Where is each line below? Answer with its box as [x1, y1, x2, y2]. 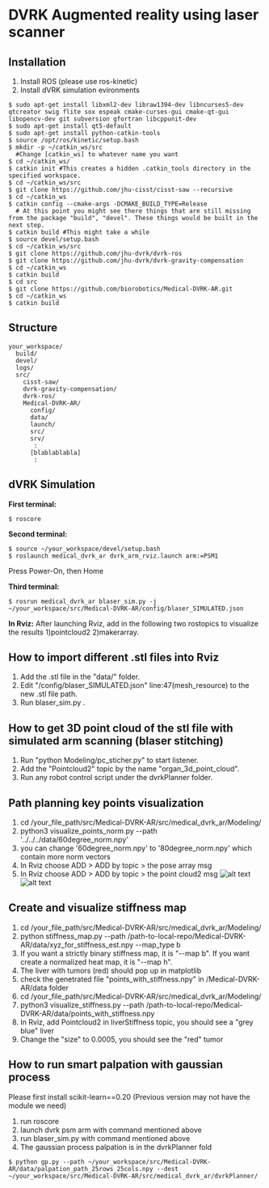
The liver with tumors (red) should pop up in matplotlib [19, 965, 202, 975]
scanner [8, 23, 65, 41]
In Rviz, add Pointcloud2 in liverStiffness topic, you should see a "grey [19, 1017, 254, 1027]
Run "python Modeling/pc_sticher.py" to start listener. [19, 755, 200, 766]
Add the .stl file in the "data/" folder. [19, 672, 140, 681]
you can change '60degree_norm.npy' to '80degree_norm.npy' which [19, 843, 253, 853]
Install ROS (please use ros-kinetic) [19, 77, 138, 86]
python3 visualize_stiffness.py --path [19, 999, 145, 1009]
